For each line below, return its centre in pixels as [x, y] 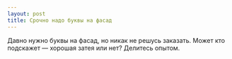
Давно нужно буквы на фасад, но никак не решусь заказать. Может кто [116, 40]
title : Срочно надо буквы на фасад [60, 20]
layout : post [27, 14]
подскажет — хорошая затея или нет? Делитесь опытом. [94, 48]
